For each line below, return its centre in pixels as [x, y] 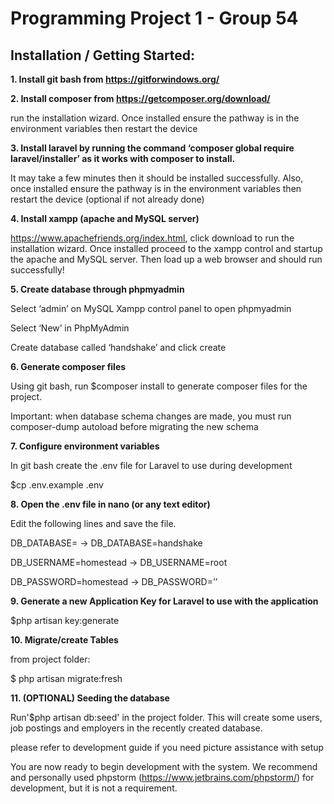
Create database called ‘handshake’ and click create [118, 347]
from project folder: [50, 659]
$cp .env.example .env [57, 485]
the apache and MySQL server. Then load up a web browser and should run [166, 259]
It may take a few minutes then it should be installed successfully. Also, [157, 178]
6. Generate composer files [68, 366]
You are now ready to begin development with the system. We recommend [164, 766]
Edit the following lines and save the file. [93, 523]
